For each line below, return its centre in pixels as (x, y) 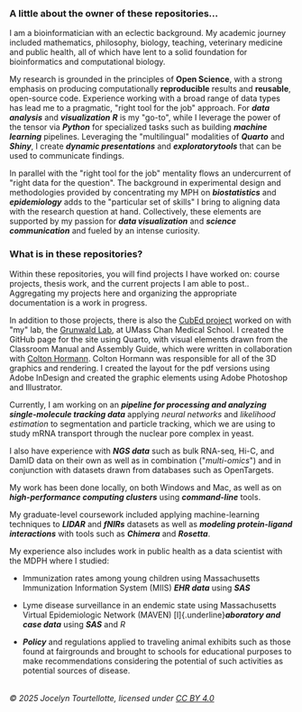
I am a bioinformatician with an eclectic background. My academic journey (148, 33)
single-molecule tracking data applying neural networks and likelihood (143, 414)
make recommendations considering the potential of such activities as (153, 661)
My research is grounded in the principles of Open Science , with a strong (146, 79)
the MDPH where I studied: (59, 561)
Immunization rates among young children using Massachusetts (141, 578)
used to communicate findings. (67, 156)
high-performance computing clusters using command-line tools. (135, 497)
